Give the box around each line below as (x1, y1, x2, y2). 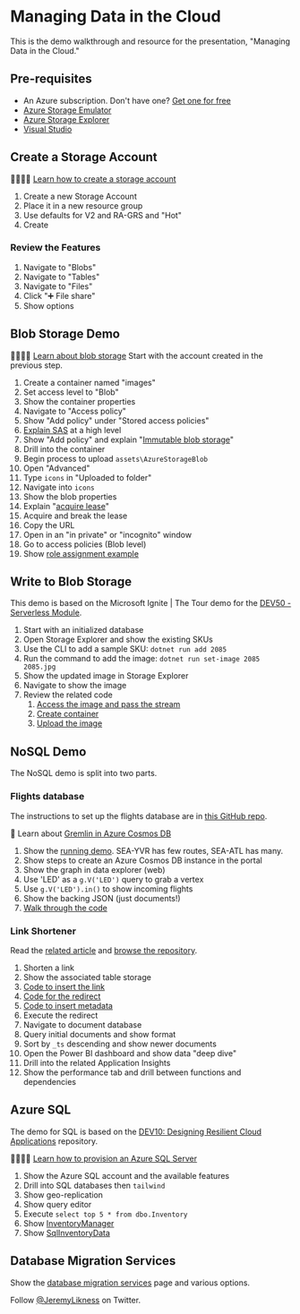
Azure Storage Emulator (22, 105, 112, 115)
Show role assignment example (22, 548, 140, 559)
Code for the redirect (22, 991, 101, 1002)
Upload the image (36, 718, 103, 729)
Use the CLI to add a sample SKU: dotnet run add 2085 (22, 644, 227, 654)
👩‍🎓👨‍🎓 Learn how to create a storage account (10, 173, 177, 184)
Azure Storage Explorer (22, 114, 110, 124)
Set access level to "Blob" (22, 387, 119, 397)
